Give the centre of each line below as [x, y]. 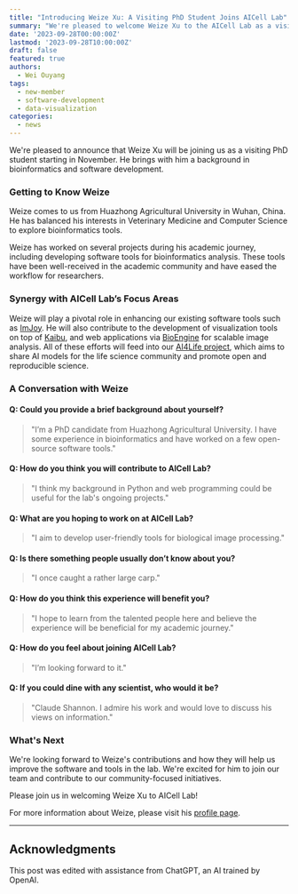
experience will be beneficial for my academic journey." [132, 627]
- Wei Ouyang [41, 76]
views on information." [72, 717]
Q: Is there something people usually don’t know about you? [122, 558]
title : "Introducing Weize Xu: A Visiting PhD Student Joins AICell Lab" [149, 17]
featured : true [37, 59]
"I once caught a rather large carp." [96, 578]
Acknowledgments [63, 849]
